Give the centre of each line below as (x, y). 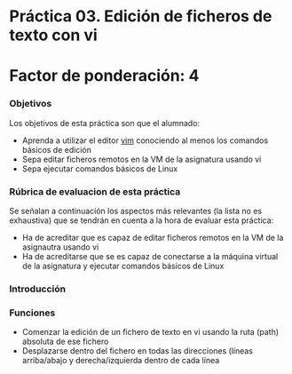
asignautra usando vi (60, 247)
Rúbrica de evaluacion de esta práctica (95, 191)
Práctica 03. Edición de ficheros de (141, 16)
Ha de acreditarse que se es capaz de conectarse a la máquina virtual (150, 256)
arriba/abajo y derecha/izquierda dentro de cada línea (121, 361)
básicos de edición (56, 149)
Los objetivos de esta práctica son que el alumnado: (105, 123)
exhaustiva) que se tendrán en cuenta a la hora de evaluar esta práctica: (142, 220)
